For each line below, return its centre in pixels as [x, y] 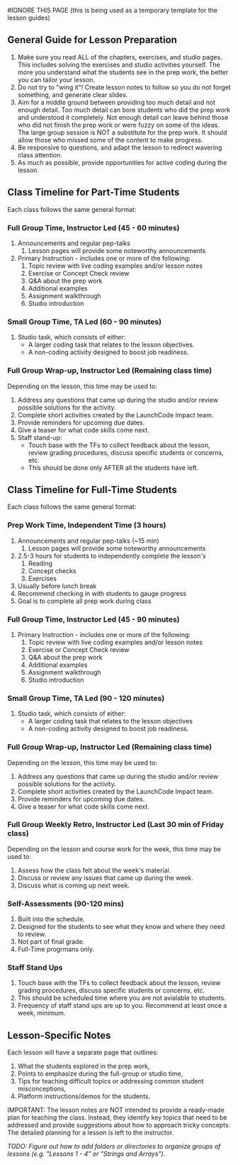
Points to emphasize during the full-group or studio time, [100, 1074]
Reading [40, 563]
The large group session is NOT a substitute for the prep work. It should [122, 132]
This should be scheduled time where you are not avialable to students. [122, 998]
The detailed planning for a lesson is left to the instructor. [91, 1132]
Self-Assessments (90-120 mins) [66, 904]
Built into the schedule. [51, 919]
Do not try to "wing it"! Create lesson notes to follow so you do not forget [124, 87]
